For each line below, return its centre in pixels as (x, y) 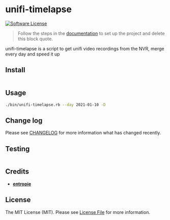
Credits (17, 172)
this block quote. (35, 39)
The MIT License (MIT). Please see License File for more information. (78, 212)
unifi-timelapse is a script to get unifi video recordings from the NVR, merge (85, 48)
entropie (22, 184)
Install (15, 70)
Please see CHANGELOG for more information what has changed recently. (83, 133)
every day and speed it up (33, 54)
